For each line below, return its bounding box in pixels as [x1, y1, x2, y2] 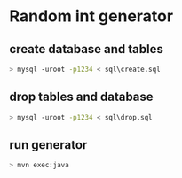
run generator [9, 137, 88, 152]
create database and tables [9, 42, 164, 57]
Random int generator [9, 6, 174, 27]
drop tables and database [9, 89, 154, 104]
